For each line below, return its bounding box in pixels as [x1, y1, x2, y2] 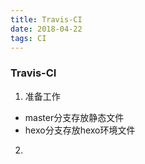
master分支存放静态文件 [24, 111, 125, 123]
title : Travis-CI [10, 14, 83, 25]
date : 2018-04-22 [10, 24, 83, 34]
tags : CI [10, 33, 47, 43]
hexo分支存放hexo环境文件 [24, 124, 136, 136]
